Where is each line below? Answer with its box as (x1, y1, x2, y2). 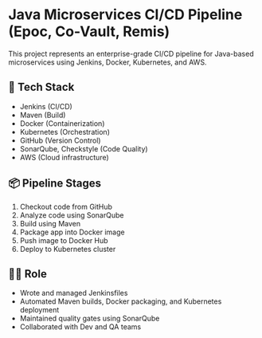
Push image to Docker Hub (19, 235, 109, 245)
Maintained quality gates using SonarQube (19, 313, 160, 324)
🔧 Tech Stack (8, 81, 75, 94)
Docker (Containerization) (19, 118, 105, 128)
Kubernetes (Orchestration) (19, 127, 110, 136)
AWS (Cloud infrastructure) (19, 152, 109, 162)
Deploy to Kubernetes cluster (19, 244, 116, 253)
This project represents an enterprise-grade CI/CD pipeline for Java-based (8, 49, 254, 58)
